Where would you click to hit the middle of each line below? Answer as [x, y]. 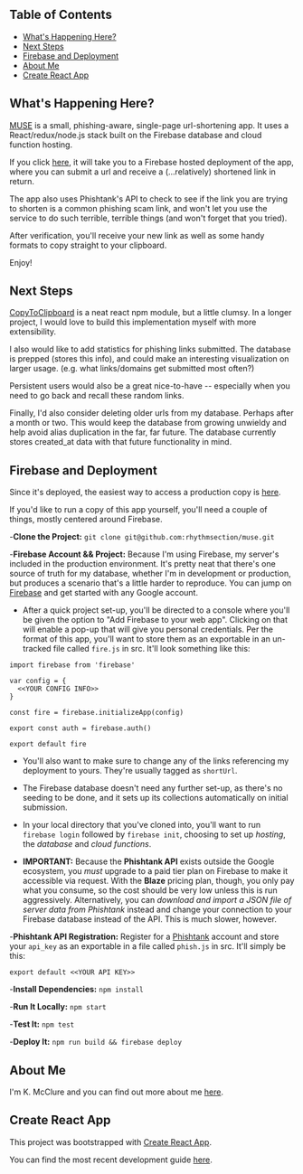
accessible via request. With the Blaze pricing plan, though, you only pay [158, 881]
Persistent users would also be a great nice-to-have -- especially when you [150, 386]
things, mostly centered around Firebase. [86, 520]
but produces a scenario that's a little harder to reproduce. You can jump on [151, 583]
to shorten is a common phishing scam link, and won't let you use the [138, 208]
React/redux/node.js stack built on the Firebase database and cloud [136, 135]
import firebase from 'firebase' [72, 665]
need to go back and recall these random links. [97, 396]
